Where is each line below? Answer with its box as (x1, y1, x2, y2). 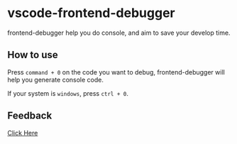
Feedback (7, 110, 53, 122)
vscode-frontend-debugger (7, 5, 175, 21)
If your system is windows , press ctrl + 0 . (7, 89, 129, 97)
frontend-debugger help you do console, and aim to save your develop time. (7, 28, 231, 37)
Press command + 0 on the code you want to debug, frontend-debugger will (7, 67, 225, 76)
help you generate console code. (7, 75, 104, 84)
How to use (7, 49, 58, 61)
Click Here (7, 128, 38, 137)
